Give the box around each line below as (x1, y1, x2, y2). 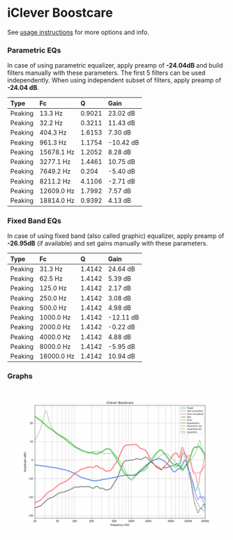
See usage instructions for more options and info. (7, 28, 150, 36)
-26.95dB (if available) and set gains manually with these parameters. (7, 239, 208, 248)
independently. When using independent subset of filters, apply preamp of (7, 76, 222, 84)
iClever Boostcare (7, 5, 113, 21)
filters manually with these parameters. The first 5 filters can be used (7, 68, 206, 77)
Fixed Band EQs (7, 216, 61, 225)
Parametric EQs (7, 45, 61, 55)
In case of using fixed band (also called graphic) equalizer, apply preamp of (7, 232, 225, 240)
